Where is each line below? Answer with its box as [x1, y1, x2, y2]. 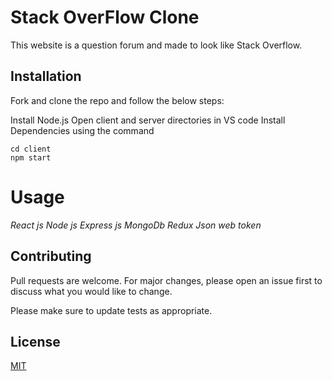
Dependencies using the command [10, 124, 155, 136]
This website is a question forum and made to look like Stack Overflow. [10, 39, 303, 51]
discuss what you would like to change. [10, 285, 173, 297]
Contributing [10, 248, 92, 265]
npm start [10, 152, 52, 163]
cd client [10, 144, 52, 154]
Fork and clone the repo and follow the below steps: [10, 94, 225, 106]
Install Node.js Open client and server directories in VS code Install [10, 114, 286, 126]
